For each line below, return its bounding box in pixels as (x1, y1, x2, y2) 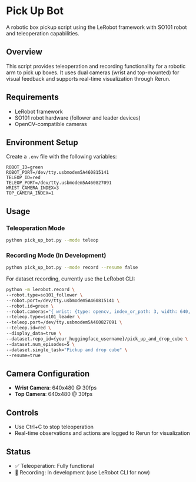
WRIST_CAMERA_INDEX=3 (6, 185, 59, 191)
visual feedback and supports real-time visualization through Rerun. (6, 75, 171, 82)
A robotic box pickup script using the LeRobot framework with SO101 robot (6, 24, 187, 31)
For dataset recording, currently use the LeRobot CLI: (6, 275, 135, 282)
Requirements (6, 93, 59, 103)
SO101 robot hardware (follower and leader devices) (14, 114, 141, 121)
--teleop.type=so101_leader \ (6, 314, 81, 320)
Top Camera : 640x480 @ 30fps (14, 391, 93, 398)
